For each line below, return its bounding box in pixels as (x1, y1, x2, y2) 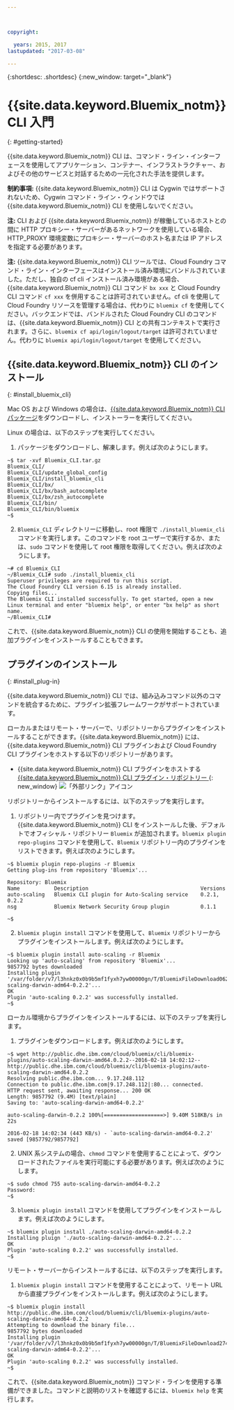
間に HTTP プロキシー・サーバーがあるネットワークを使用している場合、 (7, 225, 216, 234)
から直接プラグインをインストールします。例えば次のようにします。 (17, 1289, 212, 1298)
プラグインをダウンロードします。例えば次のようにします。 (17, 1036, 187, 1045)
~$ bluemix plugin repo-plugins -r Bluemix (7, 861, 136, 867)
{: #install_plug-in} (7, 677, 61, 685)
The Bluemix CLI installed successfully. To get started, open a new (7, 596, 214, 603)
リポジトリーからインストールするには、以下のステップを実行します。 (7, 796, 208, 805)
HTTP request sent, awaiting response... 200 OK (7, 1087, 151, 1094)
